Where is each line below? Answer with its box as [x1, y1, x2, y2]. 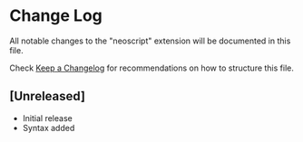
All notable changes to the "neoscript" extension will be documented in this [9, 35, 291, 46]
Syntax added [22, 122, 75, 133]
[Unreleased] [9, 89, 86, 104]
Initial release [22, 112, 73, 123]
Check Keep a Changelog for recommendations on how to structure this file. [9, 62, 295, 73]
